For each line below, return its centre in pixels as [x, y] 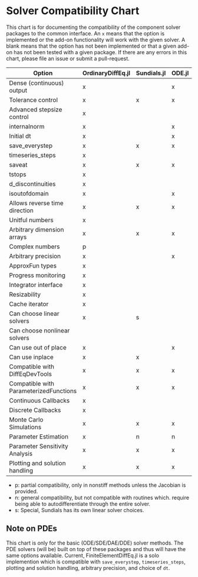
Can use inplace [32, 357]
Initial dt [20, 136]
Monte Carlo [26, 420]
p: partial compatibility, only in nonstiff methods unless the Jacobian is [100, 485]
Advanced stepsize [36, 109]
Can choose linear [34, 314]
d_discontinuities [32, 184]
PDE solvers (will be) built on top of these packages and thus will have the [96, 549]
